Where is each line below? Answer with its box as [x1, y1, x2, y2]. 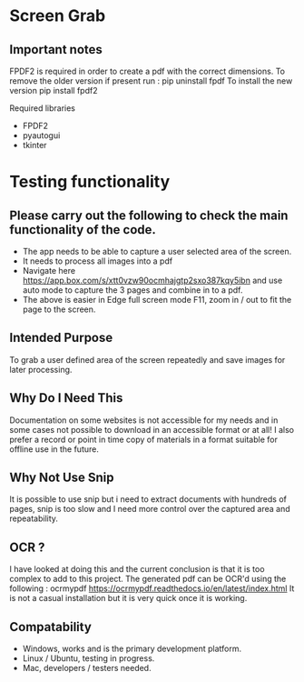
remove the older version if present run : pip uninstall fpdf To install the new [9, 75, 293, 86]
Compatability [9, 619, 93, 635]
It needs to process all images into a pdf [22, 256, 173, 266]
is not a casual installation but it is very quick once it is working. [9, 593, 248, 604]
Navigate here [22, 266, 75, 276]
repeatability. [9, 513, 59, 524]
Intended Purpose [9, 330, 113, 346]
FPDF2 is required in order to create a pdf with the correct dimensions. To [9, 65, 286, 76]
